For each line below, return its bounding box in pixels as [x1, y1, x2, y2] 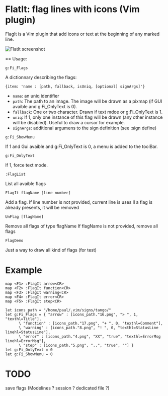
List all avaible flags [5, 180, 46, 187]
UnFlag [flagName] [5, 214, 44, 219]
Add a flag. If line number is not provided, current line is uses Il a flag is [5, 199, 152, 205]
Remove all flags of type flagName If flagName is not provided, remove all [5, 223, 158, 229]
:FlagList [5, 172, 26, 177]
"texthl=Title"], [5, 316, 42, 322]
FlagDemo [5, 238, 24, 243]
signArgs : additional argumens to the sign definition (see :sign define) [12, 125, 157, 131]
